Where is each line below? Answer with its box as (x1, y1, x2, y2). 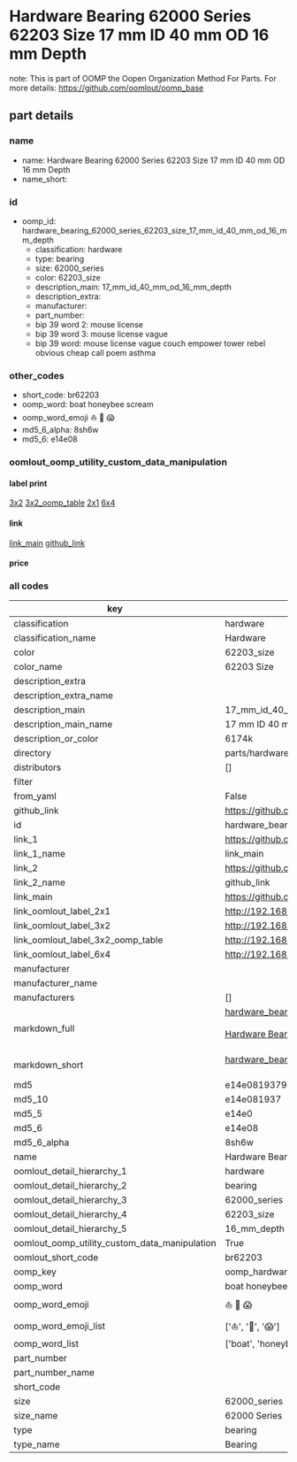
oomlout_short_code (13, 1251, 99, 1264)
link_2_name (13, 876, 66, 889)
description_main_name (13, 719, 113, 731)
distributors (13, 761, 62, 773)
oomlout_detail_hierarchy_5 (13, 1223, 127, 1235)
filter (13, 776, 34, 789)
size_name (13, 1410, 58, 1422)
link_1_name (13, 848, 66, 860)
